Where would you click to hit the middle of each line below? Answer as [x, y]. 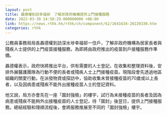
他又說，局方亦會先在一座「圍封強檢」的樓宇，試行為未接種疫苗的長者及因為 [83, 95]
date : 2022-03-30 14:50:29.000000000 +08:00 [52, 19]
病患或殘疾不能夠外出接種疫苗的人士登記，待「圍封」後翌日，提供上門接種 [81, 101]
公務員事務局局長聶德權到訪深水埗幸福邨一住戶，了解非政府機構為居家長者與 [83, 43]
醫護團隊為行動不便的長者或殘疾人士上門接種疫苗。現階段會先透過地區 [90, 72]
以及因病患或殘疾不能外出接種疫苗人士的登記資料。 [66, 84]
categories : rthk [23, 28]
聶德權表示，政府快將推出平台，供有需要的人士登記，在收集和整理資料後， [81, 66]
